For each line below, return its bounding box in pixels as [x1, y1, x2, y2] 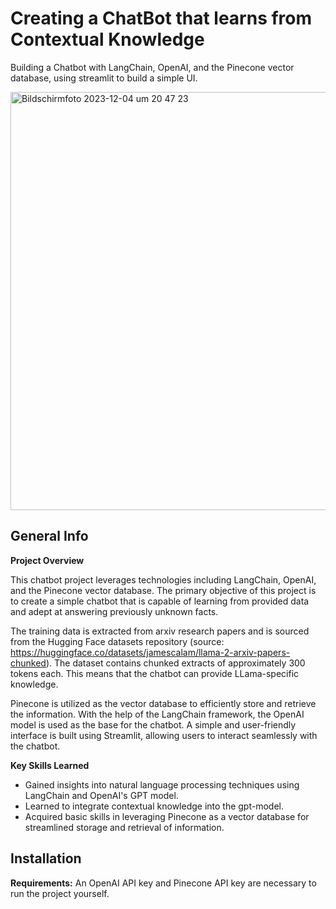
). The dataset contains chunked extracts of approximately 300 [45, 657, 306, 669]
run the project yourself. [10, 887, 110, 899]
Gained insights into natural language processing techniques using [24, 778, 300, 791]
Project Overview [10, 554, 85, 566]
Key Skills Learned [10, 759, 90, 771]
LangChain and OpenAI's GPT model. [24, 789, 179, 801]
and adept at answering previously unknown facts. [10, 605, 219, 617]
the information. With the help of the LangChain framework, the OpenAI [10, 708, 305, 720]
